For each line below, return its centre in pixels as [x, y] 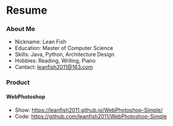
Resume [27, 10]
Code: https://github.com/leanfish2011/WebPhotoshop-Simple [91, 116]
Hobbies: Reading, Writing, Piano [55, 61]
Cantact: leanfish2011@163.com [54, 67]
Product [18, 83]
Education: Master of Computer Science [64, 48]
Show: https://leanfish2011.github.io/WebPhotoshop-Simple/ [89, 110]
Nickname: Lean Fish [40, 42]
